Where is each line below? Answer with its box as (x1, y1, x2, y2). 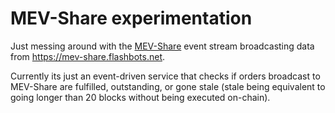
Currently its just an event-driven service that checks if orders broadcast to (10, 70, 321, 82)
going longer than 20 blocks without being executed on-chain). (10, 91, 271, 103)
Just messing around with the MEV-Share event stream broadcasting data (10, 40, 315, 52)
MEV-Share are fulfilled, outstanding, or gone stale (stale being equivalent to (10, 80, 326, 92)
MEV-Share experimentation (10, 7, 253, 30)
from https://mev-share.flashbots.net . (10, 50, 166, 62)
